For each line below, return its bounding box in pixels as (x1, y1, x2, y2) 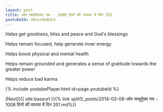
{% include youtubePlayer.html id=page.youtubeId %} (5, 86, 119, 92)
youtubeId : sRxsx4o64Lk (5, 17, 56, 22)
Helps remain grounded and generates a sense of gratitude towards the (5, 61, 157, 67)
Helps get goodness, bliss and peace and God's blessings (5, 31, 128, 37)
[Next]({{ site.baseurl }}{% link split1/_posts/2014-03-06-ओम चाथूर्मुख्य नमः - (5, 96, 158, 102)
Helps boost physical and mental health (5, 51, 89, 57)
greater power (5, 66, 35, 72)
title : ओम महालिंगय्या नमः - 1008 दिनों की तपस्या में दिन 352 (5, 12, 113, 17)
